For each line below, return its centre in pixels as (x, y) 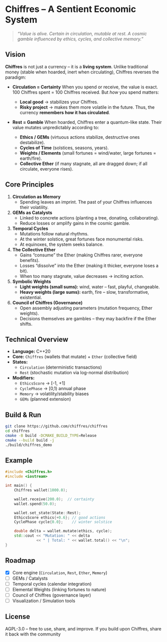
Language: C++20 (31, 351)
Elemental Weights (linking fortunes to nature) (59, 589)
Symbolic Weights (32, 281)
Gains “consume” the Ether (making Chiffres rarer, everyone (81, 255)
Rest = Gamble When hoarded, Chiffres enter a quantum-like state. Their (87, 122)
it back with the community (33, 634)
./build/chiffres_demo (29, 445)
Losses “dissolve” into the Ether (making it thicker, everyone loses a (89, 265)
